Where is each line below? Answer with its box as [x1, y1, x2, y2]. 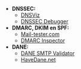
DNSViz [20, 11, 40, 19]
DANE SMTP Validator [20, 50, 75, 56]
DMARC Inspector [20, 37, 66, 44]
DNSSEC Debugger [20, 18, 68, 25]
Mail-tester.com [20, 31, 60, 38]
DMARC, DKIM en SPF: [11, 24, 70, 31]
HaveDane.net [20, 56, 56, 63]
